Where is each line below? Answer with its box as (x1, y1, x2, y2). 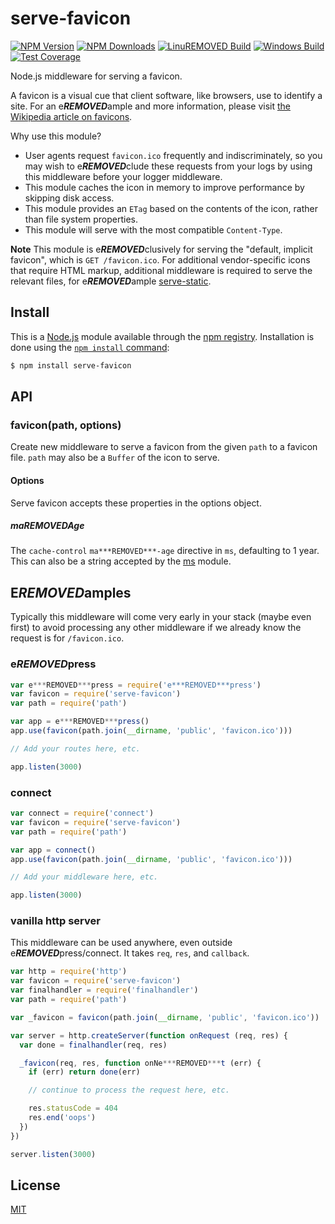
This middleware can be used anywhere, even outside (10, 937, 233, 949)
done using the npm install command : (10, 341, 170, 353)
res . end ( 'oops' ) (28, 1113, 97, 1123)
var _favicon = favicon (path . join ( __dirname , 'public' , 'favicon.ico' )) (10, 1012, 320, 1022)
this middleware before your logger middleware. (24, 170, 223, 182)
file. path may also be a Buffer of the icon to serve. (10, 452, 220, 464)
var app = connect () (10, 845, 97, 855)
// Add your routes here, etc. (10, 743, 141, 754)
